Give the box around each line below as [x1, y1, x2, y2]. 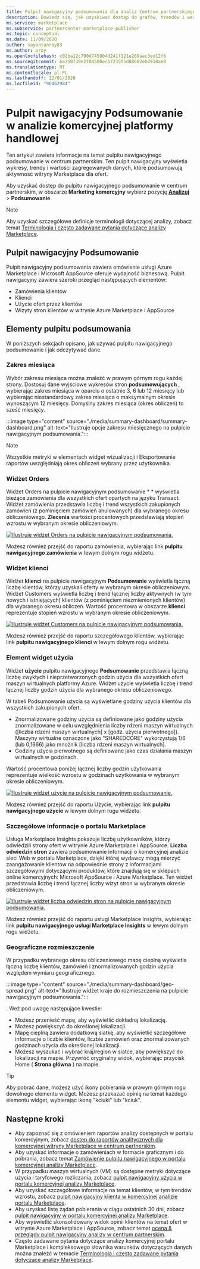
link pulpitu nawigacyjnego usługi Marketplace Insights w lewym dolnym [6, 922, 189, 929]
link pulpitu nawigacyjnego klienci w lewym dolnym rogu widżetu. [6, 639, 170, 646]
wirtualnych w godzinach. [14, 753, 79, 760]
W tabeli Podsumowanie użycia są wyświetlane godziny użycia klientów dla [6, 698, 192, 705]
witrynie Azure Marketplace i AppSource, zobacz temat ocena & [14, 1225, 172, 1232]
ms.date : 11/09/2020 [6, 36, 58, 42]
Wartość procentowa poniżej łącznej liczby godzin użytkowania [6, 765, 162, 772]
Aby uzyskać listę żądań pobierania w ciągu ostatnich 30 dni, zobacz [14, 1206, 185, 1213]
